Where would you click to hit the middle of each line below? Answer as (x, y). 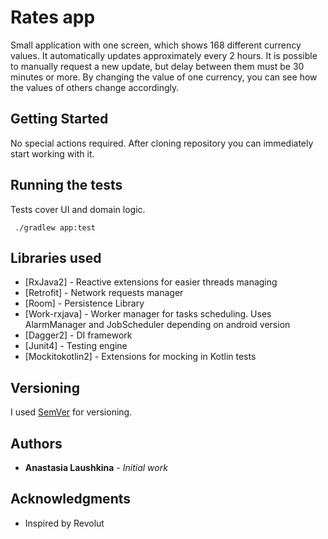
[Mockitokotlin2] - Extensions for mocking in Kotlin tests (140, 357)
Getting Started (59, 119)
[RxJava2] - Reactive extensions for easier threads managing (151, 282)
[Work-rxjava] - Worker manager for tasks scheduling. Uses (148, 314)
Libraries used (56, 257)
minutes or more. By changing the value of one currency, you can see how (164, 77)
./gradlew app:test (55, 227)
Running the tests (66, 185)
